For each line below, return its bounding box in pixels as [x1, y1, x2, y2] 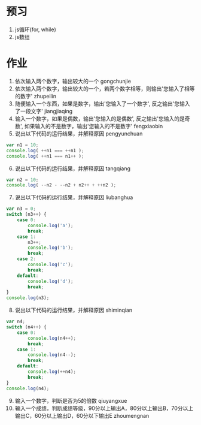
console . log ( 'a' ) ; [28, 222, 74, 228]
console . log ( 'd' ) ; [28, 278, 74, 284]
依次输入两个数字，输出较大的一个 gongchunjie [14, 77, 132, 85]
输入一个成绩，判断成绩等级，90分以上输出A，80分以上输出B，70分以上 [14, 405, 194, 412]
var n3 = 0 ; [6, 206, 36, 212]
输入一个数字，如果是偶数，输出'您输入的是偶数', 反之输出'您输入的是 [14, 114, 185, 122]
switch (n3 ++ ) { [6, 212, 47, 218]
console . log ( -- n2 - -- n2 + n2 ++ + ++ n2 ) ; [6, 182, 117, 188]
